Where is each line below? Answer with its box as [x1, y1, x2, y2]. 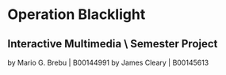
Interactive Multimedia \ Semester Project [7, 37, 218, 51]
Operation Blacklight [7, 6, 146, 24]
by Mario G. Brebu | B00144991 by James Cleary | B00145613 [7, 58, 209, 67]
